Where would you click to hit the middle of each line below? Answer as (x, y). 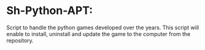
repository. (20, 40)
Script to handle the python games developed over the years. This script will (103, 27)
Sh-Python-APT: (50, 11)
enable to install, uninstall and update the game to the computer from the (99, 34)
